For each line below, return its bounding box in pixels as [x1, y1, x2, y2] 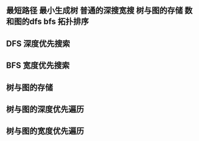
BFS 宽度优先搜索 [6, 61, 70, 71]
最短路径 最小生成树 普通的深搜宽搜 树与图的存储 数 [6, 5, 192, 16]
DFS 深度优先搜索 [6, 38, 70, 48]
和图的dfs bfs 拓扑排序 [6, 17, 89, 27]
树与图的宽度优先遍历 [6, 126, 84, 136]
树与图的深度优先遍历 [6, 104, 84, 114]
